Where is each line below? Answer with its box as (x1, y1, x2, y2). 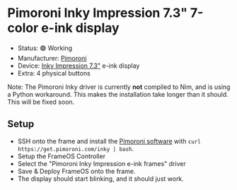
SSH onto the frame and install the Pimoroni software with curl (17, 136, 202, 146)
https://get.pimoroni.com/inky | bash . (17, 144, 134, 153)
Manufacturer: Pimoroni (17, 54, 87, 62)
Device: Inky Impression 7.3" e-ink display (17, 61, 140, 70)
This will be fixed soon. (7, 97, 75, 106)
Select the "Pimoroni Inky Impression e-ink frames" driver (17, 159, 186, 167)
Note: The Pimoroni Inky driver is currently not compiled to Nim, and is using (7, 83, 231, 91)
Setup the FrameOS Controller (17, 152, 106, 160)
